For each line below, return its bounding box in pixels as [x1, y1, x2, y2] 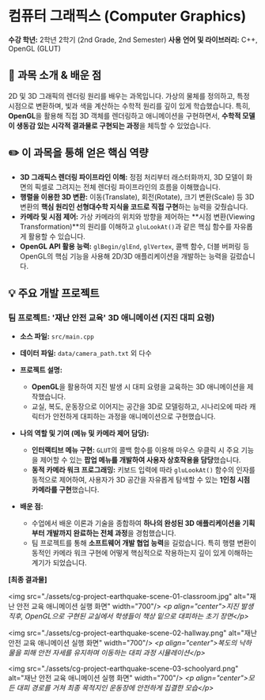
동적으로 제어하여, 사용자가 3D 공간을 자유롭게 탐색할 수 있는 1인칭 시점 [31, 475, 251, 485]
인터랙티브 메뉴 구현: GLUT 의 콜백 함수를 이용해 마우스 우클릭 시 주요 [31, 445, 240, 455]
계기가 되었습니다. [31, 558, 87, 568]
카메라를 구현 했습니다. [31, 485, 100, 494]
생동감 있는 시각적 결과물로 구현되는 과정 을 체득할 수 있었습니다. [16, 120, 211, 131]
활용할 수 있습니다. [28, 231, 85, 241]
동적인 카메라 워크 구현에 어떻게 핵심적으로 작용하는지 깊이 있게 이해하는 [31, 548, 254, 558]
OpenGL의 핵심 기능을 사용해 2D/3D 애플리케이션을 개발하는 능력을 [19, 251, 228, 261]
